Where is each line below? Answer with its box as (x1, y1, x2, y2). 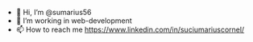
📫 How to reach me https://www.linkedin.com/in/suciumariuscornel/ (15, 25, 245, 34)
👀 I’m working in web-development (15, 16, 133, 25)
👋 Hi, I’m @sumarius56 (15, 8, 92, 17)
